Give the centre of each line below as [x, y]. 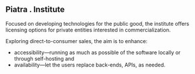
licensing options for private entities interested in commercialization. [88, 30]
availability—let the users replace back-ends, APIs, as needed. [90, 65]
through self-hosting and [44, 58]
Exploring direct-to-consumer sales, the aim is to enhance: [77, 41]
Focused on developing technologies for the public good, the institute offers [97, 23]
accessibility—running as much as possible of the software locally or [97, 52]
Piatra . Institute [35, 10]
